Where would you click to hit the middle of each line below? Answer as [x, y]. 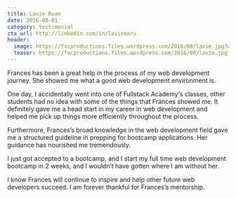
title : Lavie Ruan [34, 14]
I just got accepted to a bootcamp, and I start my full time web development [117, 158]
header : [19, 40]
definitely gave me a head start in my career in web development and [107, 109]
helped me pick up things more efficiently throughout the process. [103, 116]
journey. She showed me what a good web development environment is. [112, 80]
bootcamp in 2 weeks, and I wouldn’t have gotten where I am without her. [113, 166]
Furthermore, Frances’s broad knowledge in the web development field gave [118, 130]
